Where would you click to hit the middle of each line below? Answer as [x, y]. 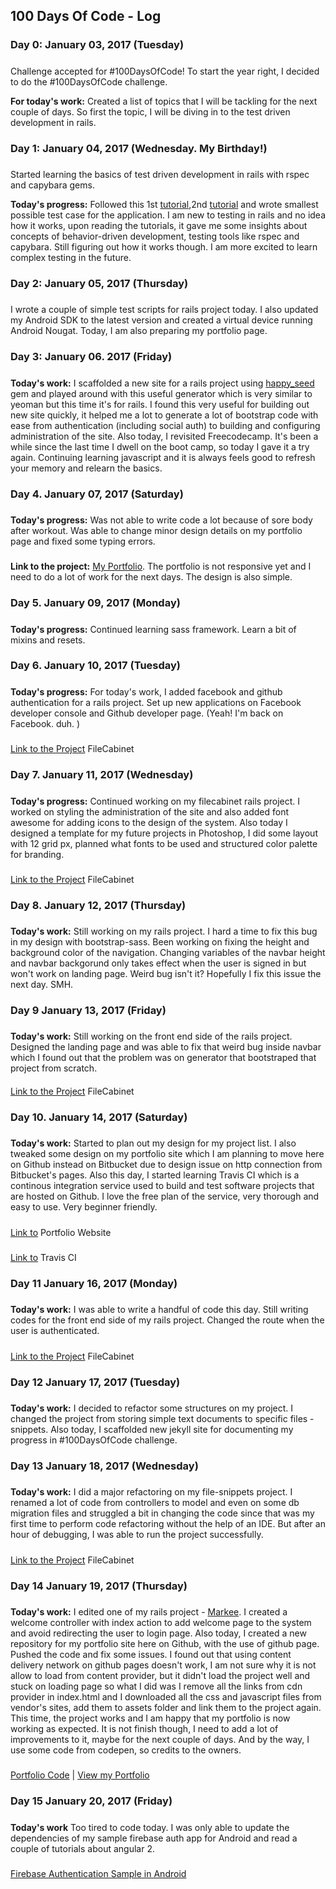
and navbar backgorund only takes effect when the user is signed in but [158, 963]
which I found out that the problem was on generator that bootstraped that [163, 1058]
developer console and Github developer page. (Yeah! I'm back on [147, 713]
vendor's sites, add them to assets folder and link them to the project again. [166, 1708]
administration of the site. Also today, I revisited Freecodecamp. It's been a [164, 436]
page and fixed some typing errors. [83, 541]
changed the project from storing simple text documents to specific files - [162, 1419]
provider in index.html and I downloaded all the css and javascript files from [166, 1697]
